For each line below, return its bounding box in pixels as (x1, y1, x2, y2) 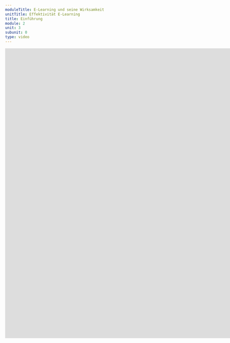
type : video (5, 35, 29, 40)
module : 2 (5, 21, 26, 26)
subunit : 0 (5, 30, 28, 35)
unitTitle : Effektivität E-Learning (5, 12, 80, 17)
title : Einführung (5, 16, 43, 21)
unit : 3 (5, 26, 21, 30)
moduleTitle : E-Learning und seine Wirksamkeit (5, 7, 105, 12)
